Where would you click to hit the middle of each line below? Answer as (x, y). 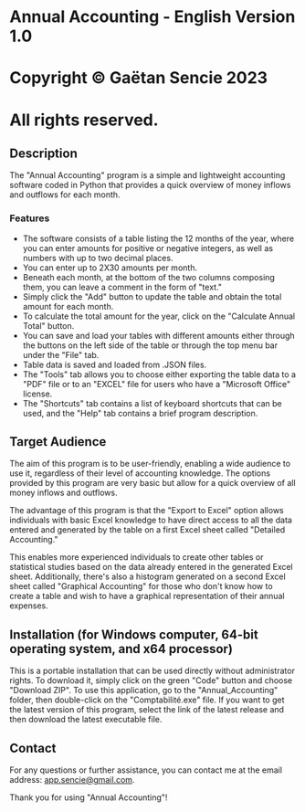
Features (30, 218)
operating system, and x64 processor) (121, 649)
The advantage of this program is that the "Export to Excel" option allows (147, 511)
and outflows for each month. (65, 195)
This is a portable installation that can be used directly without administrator (152, 671)
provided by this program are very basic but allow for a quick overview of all (152, 483)
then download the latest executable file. (86, 720)
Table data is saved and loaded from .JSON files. (115, 364)
